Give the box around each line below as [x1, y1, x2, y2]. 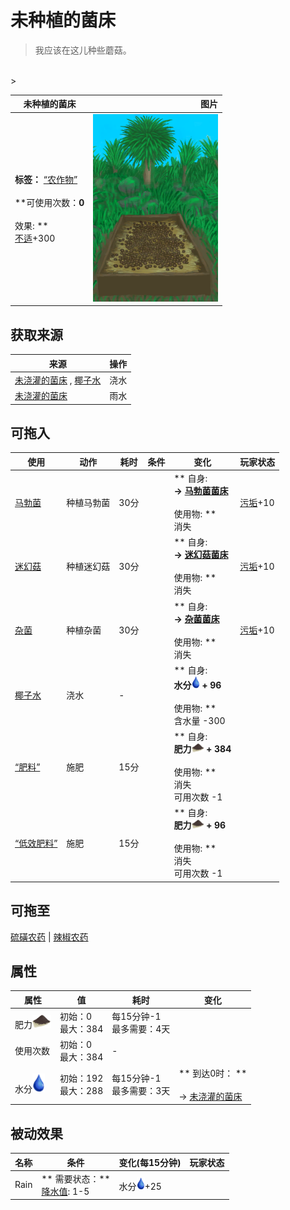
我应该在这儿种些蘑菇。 [34, 44, 132, 56]
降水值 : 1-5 [41, 1185, 90, 1197]
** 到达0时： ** [178, 1067, 248, 1079]
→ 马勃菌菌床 [173, 485, 229, 497]
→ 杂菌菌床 [173, 612, 220, 625]
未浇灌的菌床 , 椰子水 [14, 374, 102, 386]
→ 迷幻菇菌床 [173, 549, 229, 561]
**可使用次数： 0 [14, 197, 85, 209]
